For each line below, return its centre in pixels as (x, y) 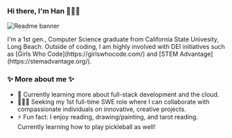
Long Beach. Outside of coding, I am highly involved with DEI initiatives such (116, 47)
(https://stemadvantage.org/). (50, 61)
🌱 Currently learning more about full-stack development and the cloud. (118, 94)
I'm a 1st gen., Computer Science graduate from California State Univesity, (113, 39)
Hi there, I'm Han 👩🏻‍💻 (44, 11)
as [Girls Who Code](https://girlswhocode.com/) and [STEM (93, 54)
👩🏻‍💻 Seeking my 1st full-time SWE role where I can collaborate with (113, 101)
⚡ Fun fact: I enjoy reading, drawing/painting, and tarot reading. (108, 117)
